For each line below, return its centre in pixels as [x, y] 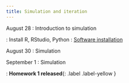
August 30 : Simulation [33, 51]
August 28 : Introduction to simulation [51, 28]
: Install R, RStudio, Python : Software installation [64, 39]
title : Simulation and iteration [47, 11]
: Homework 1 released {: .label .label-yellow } [61, 73]
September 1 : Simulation [36, 62]
